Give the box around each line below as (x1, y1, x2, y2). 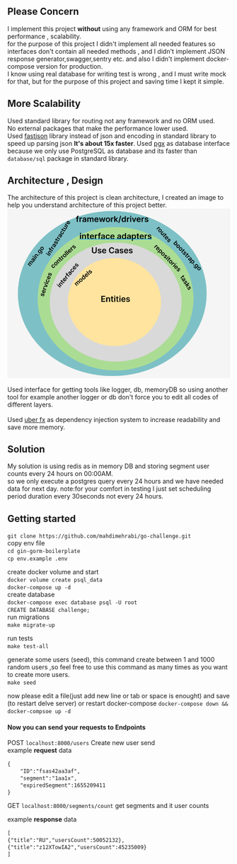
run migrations (7, 613, 50, 622)
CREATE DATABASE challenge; (7, 607, 91, 614)
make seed (7, 679, 37, 686)
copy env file (7, 539, 45, 547)
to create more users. (7, 671, 70, 679)
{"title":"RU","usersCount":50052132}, (7, 837, 125, 844)
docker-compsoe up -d (7, 708, 71, 715)
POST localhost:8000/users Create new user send (7, 739, 156, 747)
